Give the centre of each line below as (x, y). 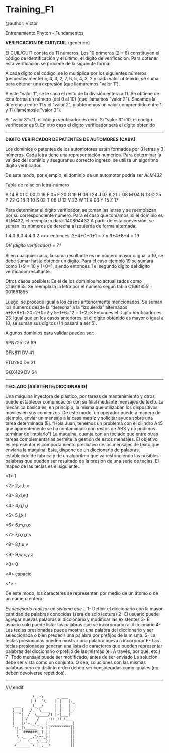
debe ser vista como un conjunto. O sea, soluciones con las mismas (76, 662)
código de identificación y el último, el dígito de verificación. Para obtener (82, 58)
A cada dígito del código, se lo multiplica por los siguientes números (76, 73)
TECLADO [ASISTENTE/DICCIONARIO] (46, 386)
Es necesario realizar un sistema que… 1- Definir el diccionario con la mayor (84, 608)
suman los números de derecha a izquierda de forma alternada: (71, 226)
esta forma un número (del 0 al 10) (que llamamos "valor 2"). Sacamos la (80, 99)
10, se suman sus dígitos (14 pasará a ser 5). (51, 323)
